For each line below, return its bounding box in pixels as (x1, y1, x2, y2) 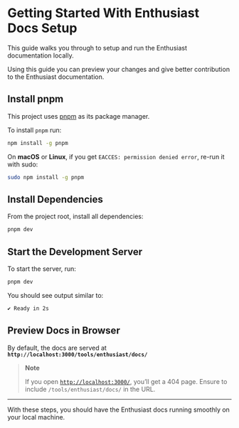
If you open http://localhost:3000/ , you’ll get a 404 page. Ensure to (24, 377, 228, 385)
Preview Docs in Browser (7, 325, 121, 337)
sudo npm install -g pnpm (7, 173, 84, 181)
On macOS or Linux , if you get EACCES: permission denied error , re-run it (7, 152, 225, 161)
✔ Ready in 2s (7, 304, 50, 312)
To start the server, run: (7, 264, 77, 273)
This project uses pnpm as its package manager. (7, 112, 150, 120)
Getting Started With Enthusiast (7, 5, 200, 21)
